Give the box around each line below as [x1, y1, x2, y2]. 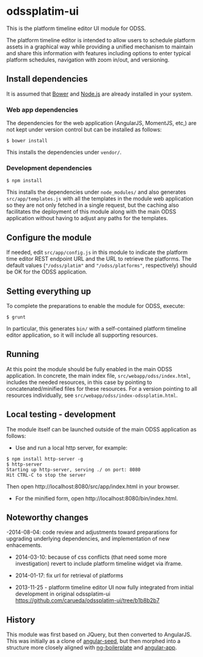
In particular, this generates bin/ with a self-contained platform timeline [6, 325, 186, 332]
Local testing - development [6, 409, 116, 420]
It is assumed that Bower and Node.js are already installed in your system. [6, 90, 193, 98]
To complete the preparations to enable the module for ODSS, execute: [6, 302, 185, 309]
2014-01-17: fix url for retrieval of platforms [15, 572, 124, 579]
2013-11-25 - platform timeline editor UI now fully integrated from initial [15, 584, 194, 591]
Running [6, 349, 40, 359]
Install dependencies [6, 74, 88, 84]
